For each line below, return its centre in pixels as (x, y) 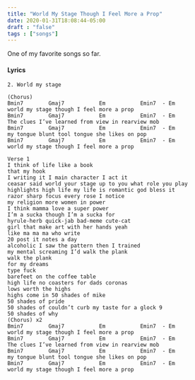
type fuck (22, 271)
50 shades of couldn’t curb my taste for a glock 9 (85, 308)
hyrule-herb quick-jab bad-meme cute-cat (69, 221)
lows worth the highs (39, 289)
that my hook (26, 172)
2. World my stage (34, 85)
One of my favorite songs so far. (54, 54)
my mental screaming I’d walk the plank (68, 252)
